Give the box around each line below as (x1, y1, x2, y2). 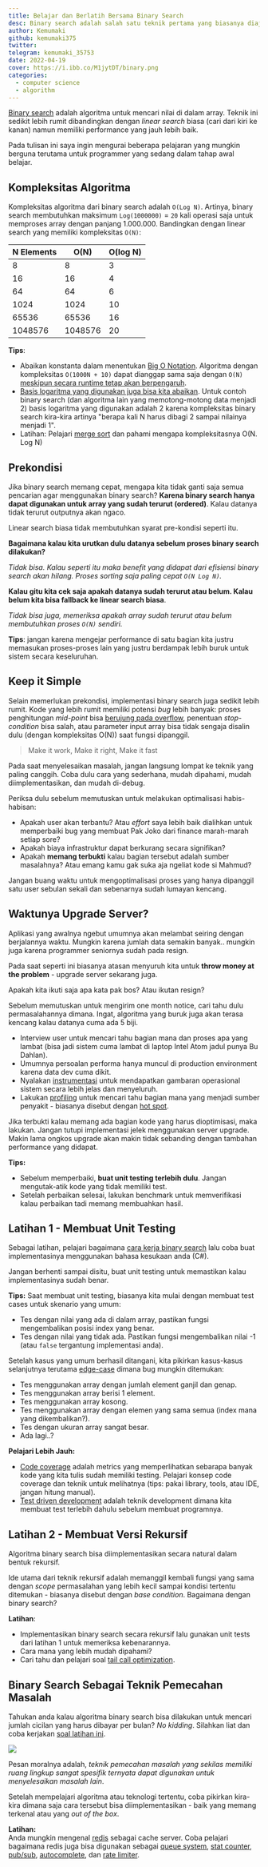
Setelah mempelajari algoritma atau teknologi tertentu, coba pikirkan (8, 1792, 233, 1801)
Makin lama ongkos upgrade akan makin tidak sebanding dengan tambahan (8, 1133, 258, 1143)
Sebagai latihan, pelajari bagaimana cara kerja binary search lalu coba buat (8, 1243, 255, 1252)
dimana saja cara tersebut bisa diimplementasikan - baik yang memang (22, 1801, 257, 1810)
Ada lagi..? (19, 1431, 54, 1440)
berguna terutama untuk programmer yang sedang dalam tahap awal (8, 149, 235, 158)
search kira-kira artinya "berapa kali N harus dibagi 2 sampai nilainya (19, 412, 247, 422)
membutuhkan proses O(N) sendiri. (8, 619, 123, 628)
